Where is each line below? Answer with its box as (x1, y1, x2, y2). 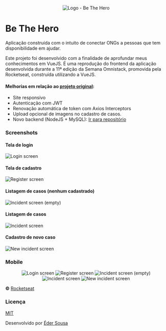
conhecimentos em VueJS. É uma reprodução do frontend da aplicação (5, 60, 156, 67)
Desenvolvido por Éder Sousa (5, 320, 68, 326)
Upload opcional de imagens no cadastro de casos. (12, 111, 122, 117)
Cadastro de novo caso (5, 234, 56, 240)
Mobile (5, 259, 23, 265)
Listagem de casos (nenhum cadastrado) (5, 188, 95, 194)
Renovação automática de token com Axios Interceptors (12, 106, 132, 112)
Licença (5, 298, 26, 305)
